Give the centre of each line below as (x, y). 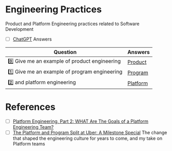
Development (20, 29)
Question (65, 52)
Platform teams (29, 144)
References (30, 107)
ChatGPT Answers (32, 39)
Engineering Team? (33, 127)
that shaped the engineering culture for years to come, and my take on (88, 138)
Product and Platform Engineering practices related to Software (72, 24)
